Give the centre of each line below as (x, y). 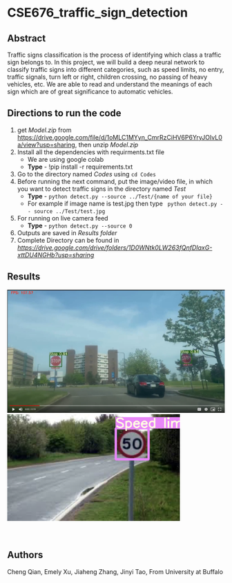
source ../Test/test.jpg (69, 211)
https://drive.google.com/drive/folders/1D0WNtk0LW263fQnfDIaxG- (115, 248)
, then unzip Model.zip (107, 145)
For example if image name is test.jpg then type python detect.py (122, 203)
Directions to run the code (65, 113)
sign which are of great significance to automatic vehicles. (90, 92)
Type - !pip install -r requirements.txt (80, 167)
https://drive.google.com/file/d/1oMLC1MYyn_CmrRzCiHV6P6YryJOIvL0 (120, 137)
